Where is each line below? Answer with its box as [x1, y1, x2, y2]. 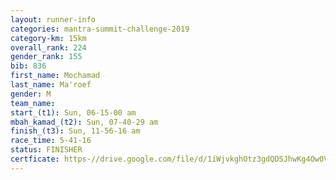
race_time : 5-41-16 [10, 136, 92, 146]
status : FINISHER [10, 145, 83, 155]
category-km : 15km [10, 33, 87, 43]
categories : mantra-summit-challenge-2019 [10, 24, 190, 34]
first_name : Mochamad [10, 71, 101, 81]
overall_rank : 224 [10, 42, 87, 53]
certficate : [10, 154, 60, 164]
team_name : [10, 98, 56, 108]
